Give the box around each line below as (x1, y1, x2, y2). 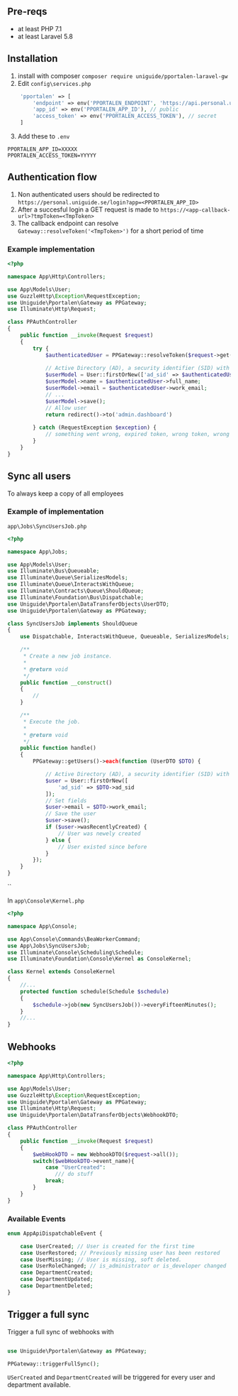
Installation (7, 53, 58, 65)
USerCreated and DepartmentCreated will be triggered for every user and (7, 1373, 215, 1382)
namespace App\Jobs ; (7, 548, 69, 555)
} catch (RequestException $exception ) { (33, 424, 157, 432)
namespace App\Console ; (7, 922, 78, 929)
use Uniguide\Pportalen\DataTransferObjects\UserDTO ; (7, 600, 170, 608)
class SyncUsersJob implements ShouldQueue (7, 620, 138, 627)
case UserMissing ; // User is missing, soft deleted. (20, 1256, 182, 1263)
